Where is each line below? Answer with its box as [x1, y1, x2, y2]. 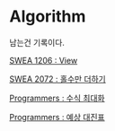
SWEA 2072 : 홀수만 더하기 [9, 74, 106, 84]
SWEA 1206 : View [9, 55, 78, 65]
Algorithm [9, 6, 86, 27]
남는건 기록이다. [9, 37, 66, 48]
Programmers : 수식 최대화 [9, 92, 105, 103]
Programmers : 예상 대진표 [9, 111, 105, 122]
